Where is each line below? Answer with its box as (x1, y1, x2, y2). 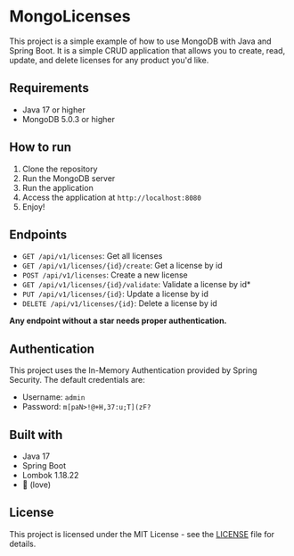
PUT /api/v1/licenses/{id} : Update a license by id (21, 288, 209, 300)
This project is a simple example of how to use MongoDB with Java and (9, 36, 272, 46)
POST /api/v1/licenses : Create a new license (21, 270, 189, 280)
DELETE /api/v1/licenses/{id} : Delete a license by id (21, 298, 218, 309)
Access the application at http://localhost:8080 (21, 192, 202, 203)
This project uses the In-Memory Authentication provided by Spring (9, 365, 257, 376)
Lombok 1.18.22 (21, 470, 79, 480)
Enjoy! (21, 201, 45, 212)
